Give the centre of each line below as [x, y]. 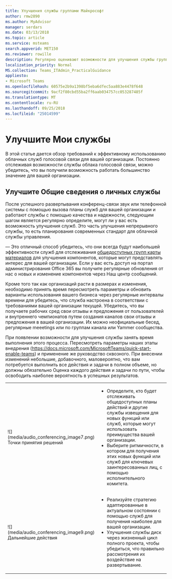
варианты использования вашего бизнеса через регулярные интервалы [84, 295]
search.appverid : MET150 [32, 49]
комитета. [118, 483]
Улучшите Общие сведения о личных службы [83, 192]
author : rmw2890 [23, 16]
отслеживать [121, 396]
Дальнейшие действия [33, 538]
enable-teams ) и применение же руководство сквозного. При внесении [84, 354]
